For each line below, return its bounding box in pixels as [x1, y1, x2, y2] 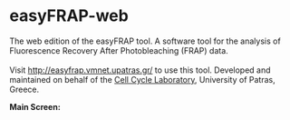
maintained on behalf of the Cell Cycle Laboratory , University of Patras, [9, 74, 275, 85]
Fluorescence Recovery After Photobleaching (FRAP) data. [9, 45, 228, 55]
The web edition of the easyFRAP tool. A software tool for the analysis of [9, 35, 281, 46]
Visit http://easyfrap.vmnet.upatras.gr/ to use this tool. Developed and [9, 65, 271, 75]
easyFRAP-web [9, 5, 129, 26]
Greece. [9, 84, 40, 95]
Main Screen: [9, 101, 61, 112]
